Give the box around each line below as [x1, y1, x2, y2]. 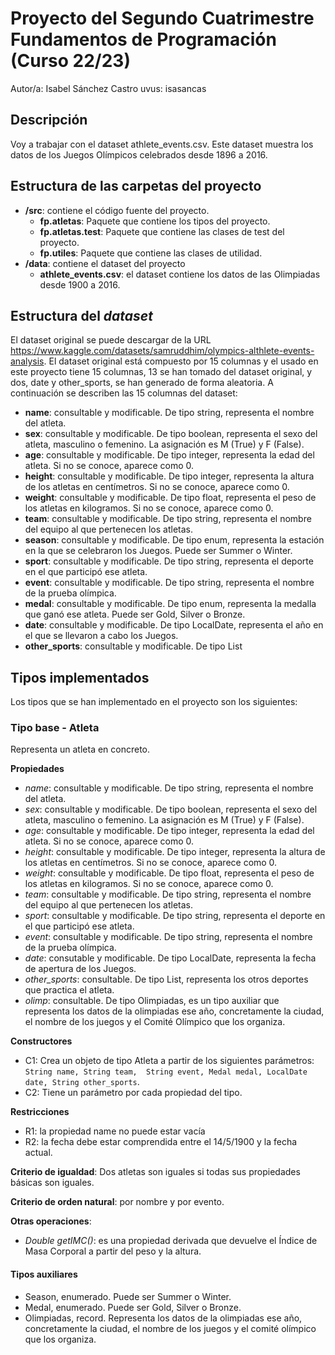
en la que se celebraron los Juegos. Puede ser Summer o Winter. [24, 545, 293, 557]
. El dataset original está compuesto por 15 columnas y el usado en [43, 355, 319, 367]
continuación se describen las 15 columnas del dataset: [10, 387, 238, 399]
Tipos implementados [10, 669, 150, 686]
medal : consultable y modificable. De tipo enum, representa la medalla [24, 598, 317, 610]
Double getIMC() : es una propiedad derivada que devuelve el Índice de [24, 1235, 318, 1247]
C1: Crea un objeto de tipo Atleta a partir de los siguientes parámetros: [24, 1055, 315, 1067]
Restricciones [10, 1106, 70, 1118]
